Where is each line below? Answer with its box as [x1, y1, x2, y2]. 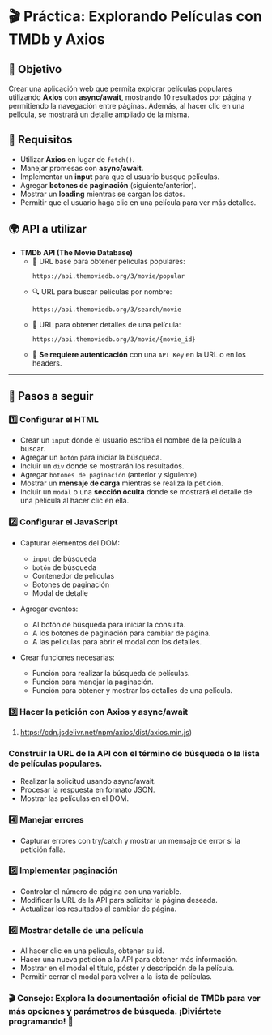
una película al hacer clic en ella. [19, 496, 130, 506]
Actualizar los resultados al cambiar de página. [19, 904, 177, 913]
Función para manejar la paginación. [32, 677, 154, 686]
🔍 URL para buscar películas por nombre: [32, 286, 172, 297]
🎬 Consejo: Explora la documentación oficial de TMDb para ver [8, 993, 261, 1004]
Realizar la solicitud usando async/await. [19, 776, 156, 786]
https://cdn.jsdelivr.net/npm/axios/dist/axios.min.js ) [19, 727, 193, 737]
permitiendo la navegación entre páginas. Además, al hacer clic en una [8, 101, 245, 110]
